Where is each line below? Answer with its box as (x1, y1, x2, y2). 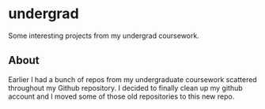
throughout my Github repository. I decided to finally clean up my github (8, 83, 243, 92)
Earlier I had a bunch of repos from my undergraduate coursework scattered (8, 74, 257, 84)
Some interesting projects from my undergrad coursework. (8, 31, 199, 40)
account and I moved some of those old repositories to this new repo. (8, 92, 235, 101)
